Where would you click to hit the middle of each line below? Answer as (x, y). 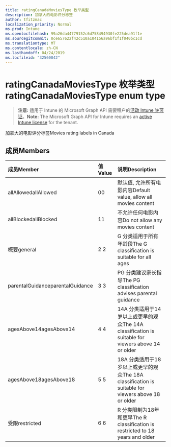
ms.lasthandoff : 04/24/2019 (35, 53)
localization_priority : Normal (38, 24)
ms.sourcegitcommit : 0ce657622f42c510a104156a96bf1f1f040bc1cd (74, 39)
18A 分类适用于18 (139, 360)
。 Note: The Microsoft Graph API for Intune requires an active (87, 117)
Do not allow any (142, 220)
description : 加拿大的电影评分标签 (39, 15)
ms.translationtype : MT (31, 43)
